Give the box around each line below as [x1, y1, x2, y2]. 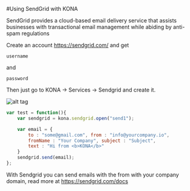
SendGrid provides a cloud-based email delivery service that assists [6, 17, 177, 24]
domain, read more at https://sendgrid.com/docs [6, 177, 129, 184]
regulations [21, 30, 50, 37]
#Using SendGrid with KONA [6, 5, 78, 12]
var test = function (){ [6, 110, 67, 116]
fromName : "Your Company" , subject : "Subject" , [28, 138, 156, 144]
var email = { [17, 126, 53, 132]
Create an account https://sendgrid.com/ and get [6, 42, 129, 49]
